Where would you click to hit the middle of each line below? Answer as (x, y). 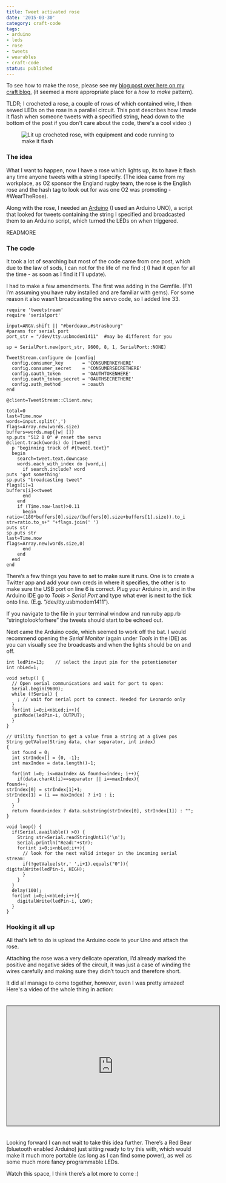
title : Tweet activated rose (43, 12)
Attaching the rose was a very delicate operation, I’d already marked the (96, 959)
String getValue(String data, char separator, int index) (81, 742)
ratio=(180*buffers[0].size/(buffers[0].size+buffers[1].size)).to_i (96, 517)
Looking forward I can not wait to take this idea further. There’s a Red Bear (99, 1143)
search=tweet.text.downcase (52, 459)
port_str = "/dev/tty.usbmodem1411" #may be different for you (89, 336)
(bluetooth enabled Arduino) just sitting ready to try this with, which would (99, 1149)
